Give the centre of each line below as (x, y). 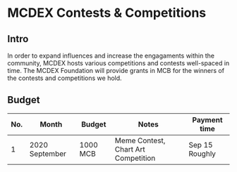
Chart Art (130, 149)
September (48, 154)
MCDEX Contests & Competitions (107, 13)
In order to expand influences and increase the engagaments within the (111, 55)
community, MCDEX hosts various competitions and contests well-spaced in (119, 63)
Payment (207, 119)
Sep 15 (201, 145)
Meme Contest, (140, 140)
